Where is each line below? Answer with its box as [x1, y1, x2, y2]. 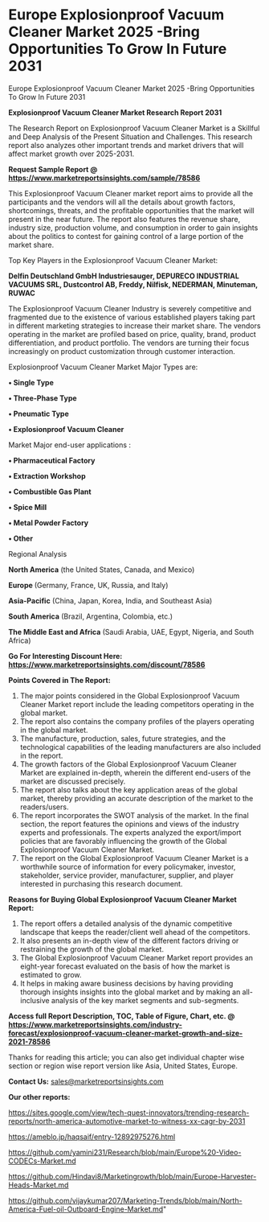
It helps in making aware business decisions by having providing [19, 978, 234, 988]
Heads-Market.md [8, 1180, 69, 1190]
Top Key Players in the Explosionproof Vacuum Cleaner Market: [8, 255, 218, 265]
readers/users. [19, 802, 69, 812]
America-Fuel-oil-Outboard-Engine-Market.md [8, 1204, 164, 1214]
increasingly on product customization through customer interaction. [8, 346, 235, 356]
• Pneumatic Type [8, 409, 70, 418]
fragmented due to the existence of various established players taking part [8, 312, 255, 322]
